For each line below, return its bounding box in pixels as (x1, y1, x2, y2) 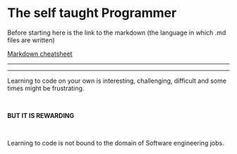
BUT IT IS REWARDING (7, 111, 75, 119)
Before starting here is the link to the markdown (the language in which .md (7, 28, 226, 37)
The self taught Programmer (7, 5, 177, 21)
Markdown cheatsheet (7, 49, 73, 58)
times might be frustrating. (7, 83, 85, 93)
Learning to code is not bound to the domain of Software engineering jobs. (7, 138, 224, 147)
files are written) (7, 35, 55, 44)
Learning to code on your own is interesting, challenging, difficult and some (7, 76, 227, 85)
